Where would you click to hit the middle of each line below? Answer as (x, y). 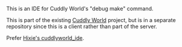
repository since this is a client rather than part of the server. (82, 26)
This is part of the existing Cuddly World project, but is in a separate (91, 20)
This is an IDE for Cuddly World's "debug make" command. (80, 9)
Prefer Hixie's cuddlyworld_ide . (45, 38)
